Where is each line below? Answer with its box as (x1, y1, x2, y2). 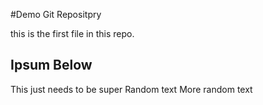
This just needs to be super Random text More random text (10, 83, 253, 95)
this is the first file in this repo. (10, 28, 135, 39)
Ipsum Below (10, 57, 93, 74)
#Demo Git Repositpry (10, 9, 102, 20)
